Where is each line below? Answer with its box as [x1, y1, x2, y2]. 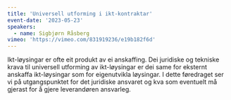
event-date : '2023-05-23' [7, 17, 83, 24]
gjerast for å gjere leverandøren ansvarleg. [7, 85, 132, 94]
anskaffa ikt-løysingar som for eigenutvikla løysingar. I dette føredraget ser [7, 71, 224, 79]
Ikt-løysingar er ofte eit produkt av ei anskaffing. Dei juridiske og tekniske [7, 55, 220, 64]
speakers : [7, 23, 37, 30]
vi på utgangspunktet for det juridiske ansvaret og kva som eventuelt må [7, 78, 218, 86]
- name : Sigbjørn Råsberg [13, 29, 90, 37]
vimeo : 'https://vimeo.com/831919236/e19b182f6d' [7, 36, 156, 43]
